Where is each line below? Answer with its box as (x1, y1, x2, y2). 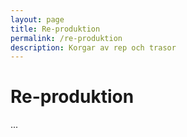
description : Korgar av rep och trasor (10, 42, 177, 53)
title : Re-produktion (10, 24, 101, 34)
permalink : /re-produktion (10, 33, 123, 43)
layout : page (10, 14, 65, 25)
